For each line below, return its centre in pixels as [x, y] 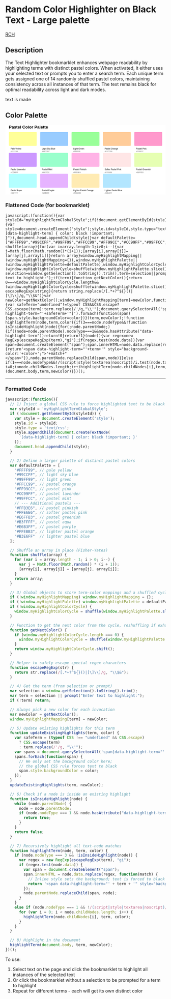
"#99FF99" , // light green [43, 480]
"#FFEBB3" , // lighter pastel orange [54, 532]
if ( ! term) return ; [31, 700]
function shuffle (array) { [38, 555]
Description [24, 50]
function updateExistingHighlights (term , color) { [65, 733]
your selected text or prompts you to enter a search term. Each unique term [84, 73]
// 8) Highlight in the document [45, 940]
